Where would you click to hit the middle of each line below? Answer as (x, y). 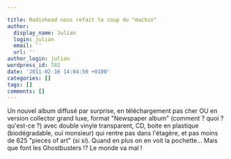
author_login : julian (39, 59)
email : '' (27, 46)
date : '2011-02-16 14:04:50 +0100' (59, 71)
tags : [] (20, 84)
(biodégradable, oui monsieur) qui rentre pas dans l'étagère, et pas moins (113, 133)
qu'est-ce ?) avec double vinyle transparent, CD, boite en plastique (103, 126)
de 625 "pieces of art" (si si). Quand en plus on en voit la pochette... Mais (112, 141)
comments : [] (26, 91)
